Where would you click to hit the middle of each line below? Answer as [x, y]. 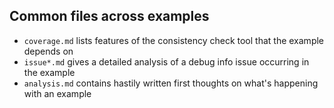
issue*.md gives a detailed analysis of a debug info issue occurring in [166, 61]
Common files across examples [109, 16]
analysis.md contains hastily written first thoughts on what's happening [171, 83]
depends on [48, 51]
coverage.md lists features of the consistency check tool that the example [174, 40]
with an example [57, 93]
